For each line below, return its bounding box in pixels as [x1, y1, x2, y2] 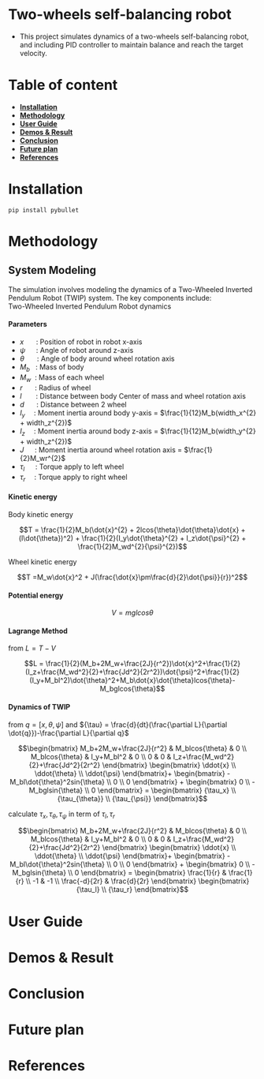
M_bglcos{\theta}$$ [99, 684, 165, 694]
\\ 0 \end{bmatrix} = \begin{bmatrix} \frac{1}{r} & [68, 868, 227, 878]
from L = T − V [8, 643, 57, 653]
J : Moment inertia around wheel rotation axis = [19, 445, 183, 455]
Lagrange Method [8, 626, 69, 635]
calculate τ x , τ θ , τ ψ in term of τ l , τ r [8, 809, 116, 820]
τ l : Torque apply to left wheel [19, 462, 125, 473]
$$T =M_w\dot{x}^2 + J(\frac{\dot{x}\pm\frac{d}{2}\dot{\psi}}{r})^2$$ [17, 572, 248, 582]
